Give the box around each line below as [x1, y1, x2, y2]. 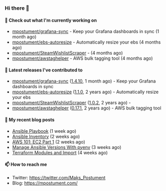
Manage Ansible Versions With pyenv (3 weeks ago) [12, 144, 121, 150]
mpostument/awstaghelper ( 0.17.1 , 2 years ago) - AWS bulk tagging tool [12, 105, 161, 111]
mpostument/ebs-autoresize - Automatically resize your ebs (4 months [12, 39, 161, 45]
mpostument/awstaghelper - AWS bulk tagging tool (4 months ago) [12, 55, 153, 61]
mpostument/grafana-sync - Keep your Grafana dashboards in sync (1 [12, 28, 159, 34]
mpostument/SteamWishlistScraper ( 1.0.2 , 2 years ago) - [12, 100, 131, 106]
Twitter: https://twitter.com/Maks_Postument [12, 174, 106, 180]
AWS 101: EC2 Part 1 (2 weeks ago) [12, 139, 86, 145]
